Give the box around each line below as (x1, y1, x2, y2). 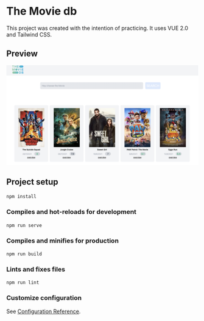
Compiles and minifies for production (6, 236, 119, 245)
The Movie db (6, 4, 77, 18)
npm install (6, 194, 37, 200)
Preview (6, 49, 38, 59)
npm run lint (6, 280, 40, 286)
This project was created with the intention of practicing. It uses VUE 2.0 (6, 24, 189, 32)
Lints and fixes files (6, 265, 66, 273)
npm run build (6, 251, 43, 257)
